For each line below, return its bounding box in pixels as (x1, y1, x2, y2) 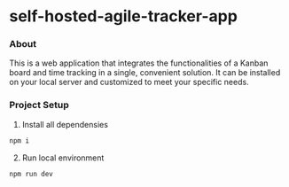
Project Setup (9, 99, 69, 112)
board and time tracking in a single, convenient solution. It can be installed (9, 67, 281, 78)
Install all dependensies (21, 119, 109, 129)
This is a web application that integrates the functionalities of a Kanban (9, 58, 269, 68)
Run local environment (21, 152, 105, 163)
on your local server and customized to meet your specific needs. (9, 77, 250, 88)
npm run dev (9, 169, 53, 178)
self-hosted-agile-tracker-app (9, 6, 238, 27)
